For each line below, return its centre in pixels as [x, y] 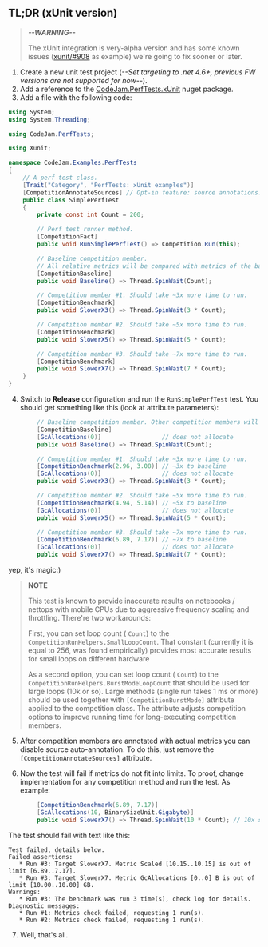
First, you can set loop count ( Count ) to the [99, 633]
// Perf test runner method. [85, 230]
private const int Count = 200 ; [91, 215]
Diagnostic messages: [44, 906]
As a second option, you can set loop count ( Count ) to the [123, 674]
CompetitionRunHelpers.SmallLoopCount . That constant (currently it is [140, 642]
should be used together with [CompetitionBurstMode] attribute [131, 700]
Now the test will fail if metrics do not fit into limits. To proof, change [132, 773]
